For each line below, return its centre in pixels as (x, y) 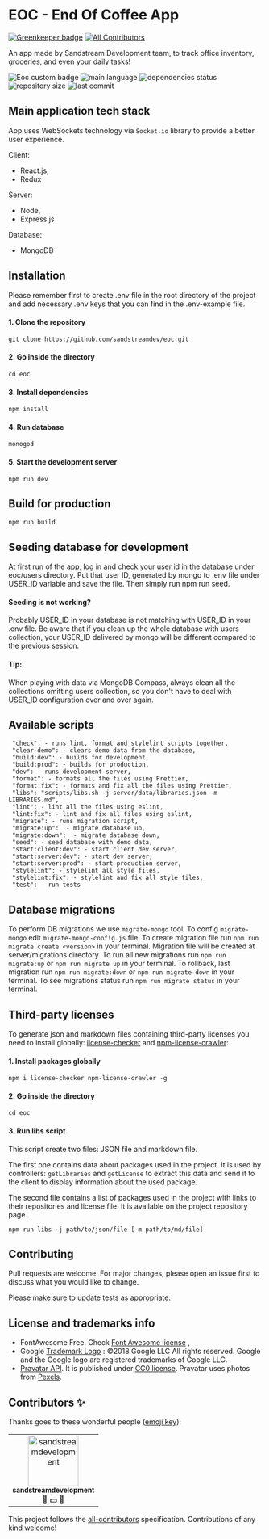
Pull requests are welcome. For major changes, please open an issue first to (134, 1273)
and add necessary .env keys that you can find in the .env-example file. (127, 304)
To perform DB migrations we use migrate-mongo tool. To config (114, 929)
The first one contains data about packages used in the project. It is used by (135, 1164)
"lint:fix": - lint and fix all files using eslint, (102, 814)
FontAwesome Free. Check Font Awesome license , (105, 1343)
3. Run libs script (37, 1131)
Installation (37, 276)
